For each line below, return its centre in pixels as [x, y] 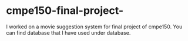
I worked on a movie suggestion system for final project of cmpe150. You [94, 27]
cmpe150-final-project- [65, 11]
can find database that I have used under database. [68, 32]
